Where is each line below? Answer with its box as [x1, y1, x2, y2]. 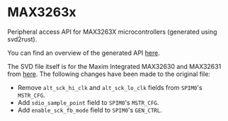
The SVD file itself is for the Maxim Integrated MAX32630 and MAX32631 [7, 62, 222, 70]
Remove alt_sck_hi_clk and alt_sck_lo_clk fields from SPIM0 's [17, 83, 203, 91]
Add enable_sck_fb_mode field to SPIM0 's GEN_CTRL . [17, 106, 163, 114]
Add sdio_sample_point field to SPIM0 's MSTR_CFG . [17, 98, 159, 106]
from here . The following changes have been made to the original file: [7, 70, 211, 78]
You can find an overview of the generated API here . [7, 49, 161, 57]
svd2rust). [7, 34, 38, 43]
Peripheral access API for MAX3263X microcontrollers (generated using [7, 27, 217, 36]
